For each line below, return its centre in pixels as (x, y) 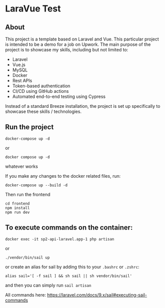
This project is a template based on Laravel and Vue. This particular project (82, 39)
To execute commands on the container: (69, 228)
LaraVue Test (33, 9)
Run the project (29, 127)
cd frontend (17, 203)
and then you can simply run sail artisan (48, 285)
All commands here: (26, 295)
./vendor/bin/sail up (28, 258)
